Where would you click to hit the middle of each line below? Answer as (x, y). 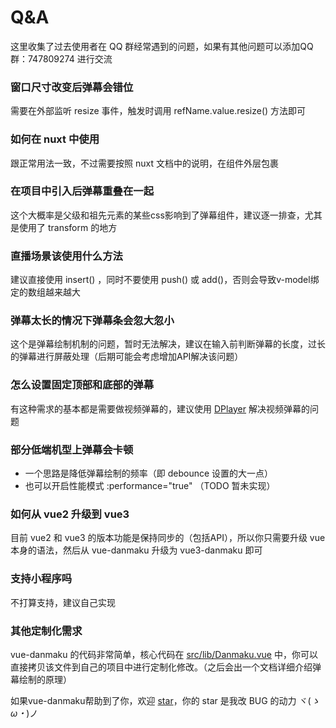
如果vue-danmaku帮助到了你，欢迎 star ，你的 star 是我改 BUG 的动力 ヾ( (161, 700)
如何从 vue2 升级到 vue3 (70, 514)
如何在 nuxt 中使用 (55, 139)
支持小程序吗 (41, 579)
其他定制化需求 (46, 631)
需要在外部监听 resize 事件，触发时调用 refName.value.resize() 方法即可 (158, 111)
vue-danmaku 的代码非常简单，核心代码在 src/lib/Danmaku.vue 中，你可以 (164, 654)
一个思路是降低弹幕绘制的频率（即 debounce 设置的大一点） (149, 473)
